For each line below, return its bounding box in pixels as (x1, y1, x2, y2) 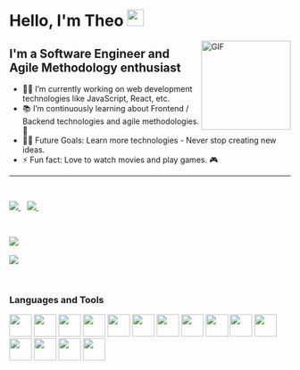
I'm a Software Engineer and (9, 45, 171, 62)
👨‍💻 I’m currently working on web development (21, 84, 193, 94)
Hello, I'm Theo (9, 11, 124, 31)
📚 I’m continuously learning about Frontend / (21, 103, 189, 113)
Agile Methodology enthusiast (9, 60, 181, 75)
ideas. (21, 144, 46, 155)
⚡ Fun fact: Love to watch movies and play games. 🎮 (21, 154, 219, 165)
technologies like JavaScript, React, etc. (21, 94, 171, 103)
